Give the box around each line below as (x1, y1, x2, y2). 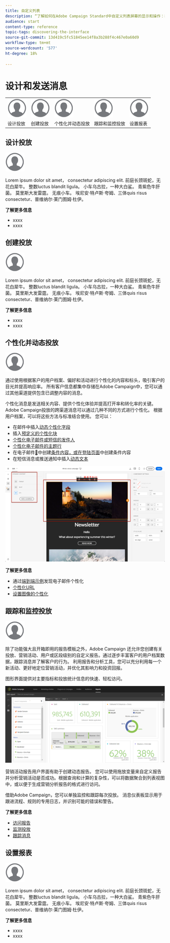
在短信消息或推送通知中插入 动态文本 (12, 456, 89, 462)
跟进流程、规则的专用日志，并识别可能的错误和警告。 (5, 798, 116, 804)
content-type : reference (5, 24, 58, 29)
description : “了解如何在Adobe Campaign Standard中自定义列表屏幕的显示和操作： (5, 13, 164, 19)
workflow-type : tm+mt (5, 41, 51, 46)
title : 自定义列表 (5, 8, 40, 13)
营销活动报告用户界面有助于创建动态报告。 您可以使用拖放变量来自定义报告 (5, 768, 162, 774)
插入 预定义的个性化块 (12, 430, 57, 437)
